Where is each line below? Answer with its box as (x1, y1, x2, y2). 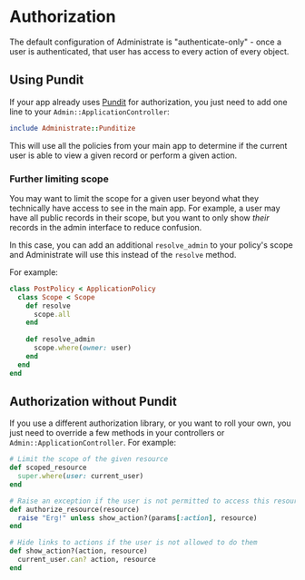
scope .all (33, 310, 71, 319)
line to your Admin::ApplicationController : (9, 106, 170, 117)
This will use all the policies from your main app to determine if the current (9, 140, 288, 151)
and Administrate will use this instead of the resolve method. (9, 249, 237, 260)
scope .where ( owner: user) (33, 343, 132, 353)
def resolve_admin (25, 335, 95, 344)
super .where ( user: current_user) (17, 472, 144, 481)
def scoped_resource (9, 463, 88, 473)
